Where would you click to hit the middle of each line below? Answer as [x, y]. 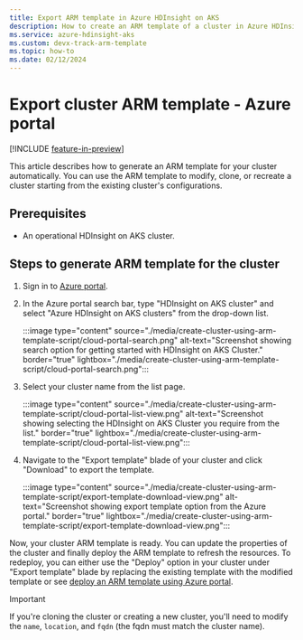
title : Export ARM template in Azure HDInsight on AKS [115, 18]
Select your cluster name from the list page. [104, 386]
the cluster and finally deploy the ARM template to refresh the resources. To [150, 552]
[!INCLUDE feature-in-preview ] [67, 148]
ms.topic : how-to [42, 52]
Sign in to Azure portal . [65, 286]
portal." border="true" [63, 515]
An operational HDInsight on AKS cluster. [98, 235]
